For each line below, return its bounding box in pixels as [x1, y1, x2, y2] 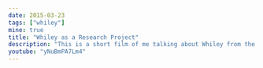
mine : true [8, 26, 44, 34]
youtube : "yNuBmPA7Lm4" [8, 48, 87, 55]
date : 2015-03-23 [8, 11, 65, 20]
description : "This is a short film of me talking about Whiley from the [8, 41, 256, 48]
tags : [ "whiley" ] [8, 19, 65, 27]
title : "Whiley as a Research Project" [8, 33, 139, 41]
